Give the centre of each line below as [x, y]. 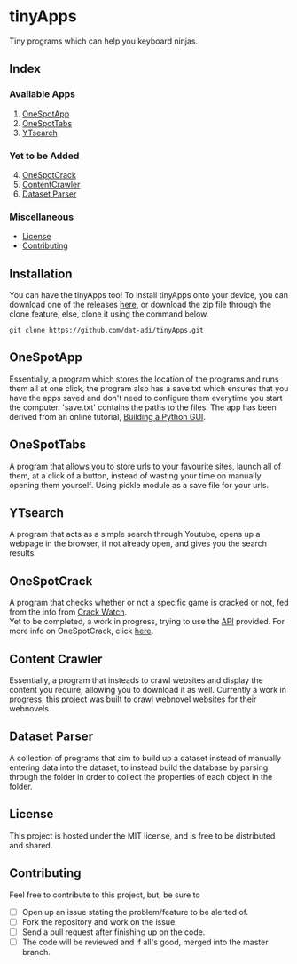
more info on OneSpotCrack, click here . [81, 631]
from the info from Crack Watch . [68, 612]
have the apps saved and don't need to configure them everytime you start [146, 398]
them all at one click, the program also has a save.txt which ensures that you [149, 388]
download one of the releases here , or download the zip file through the [141, 305]
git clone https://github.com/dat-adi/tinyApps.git [106, 331]
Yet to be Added [44, 156]
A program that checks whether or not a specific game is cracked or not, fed [149, 603]
